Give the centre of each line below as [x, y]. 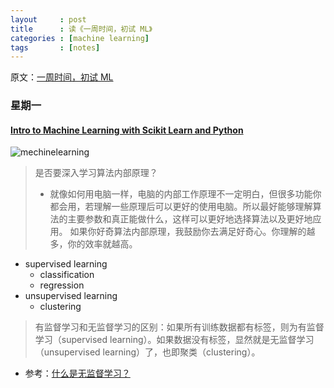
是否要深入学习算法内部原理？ [96, 173]
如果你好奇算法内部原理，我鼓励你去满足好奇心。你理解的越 [192, 232]
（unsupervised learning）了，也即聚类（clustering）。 [147, 352]
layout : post [48, 19]
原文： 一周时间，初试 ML [62, 77]
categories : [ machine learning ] [80, 38]
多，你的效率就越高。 [93, 244]
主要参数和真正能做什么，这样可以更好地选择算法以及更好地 [190, 219]
